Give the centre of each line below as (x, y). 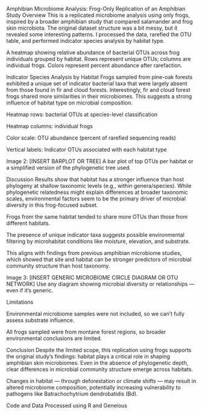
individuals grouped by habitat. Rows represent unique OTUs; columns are (99, 59)
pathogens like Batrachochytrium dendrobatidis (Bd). (72, 394)
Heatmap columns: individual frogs (50, 126)
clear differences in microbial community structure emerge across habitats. (99, 369)
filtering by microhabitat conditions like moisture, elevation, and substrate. (98, 241)
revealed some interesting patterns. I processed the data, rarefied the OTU (99, 34)
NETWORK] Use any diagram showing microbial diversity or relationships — (100, 284)
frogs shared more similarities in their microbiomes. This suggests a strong (99, 96)
